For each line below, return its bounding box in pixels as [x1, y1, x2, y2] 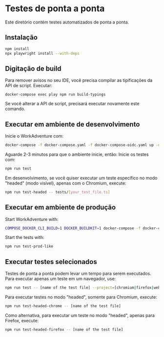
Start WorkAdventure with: [5, 216, 59, 222]
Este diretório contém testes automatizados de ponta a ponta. [5, 19, 129, 25]
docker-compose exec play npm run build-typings [5, 92, 106, 97]
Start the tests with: [5, 235, 44, 241]
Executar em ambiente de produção [5, 203, 116, 212]
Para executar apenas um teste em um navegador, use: [5, 276, 116, 282]
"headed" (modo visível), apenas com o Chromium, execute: [5, 180, 126, 186]
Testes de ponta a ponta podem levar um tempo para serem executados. [5, 270, 151, 277]
